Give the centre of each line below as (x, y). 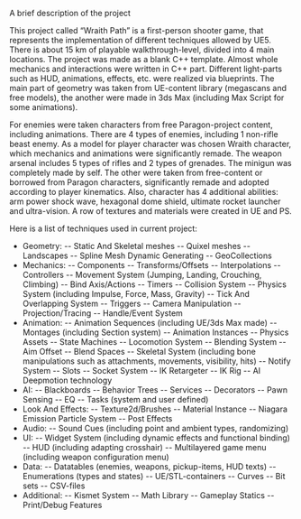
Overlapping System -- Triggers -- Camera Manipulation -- (132, 303)
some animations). (44, 107)
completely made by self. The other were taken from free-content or (136, 172)
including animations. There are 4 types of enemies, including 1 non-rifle (144, 134)
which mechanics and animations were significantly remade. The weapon (146, 153)
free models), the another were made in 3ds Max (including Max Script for (147, 97)
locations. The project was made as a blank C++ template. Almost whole (144, 59)
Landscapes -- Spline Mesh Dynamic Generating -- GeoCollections (147, 255)
